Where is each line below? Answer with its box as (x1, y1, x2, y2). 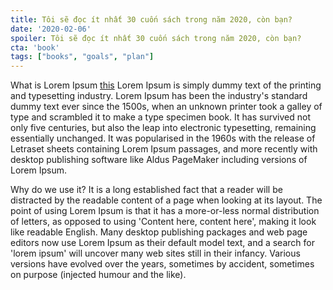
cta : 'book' (10, 42, 60, 53)
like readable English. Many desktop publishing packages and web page (10, 226, 308, 238)
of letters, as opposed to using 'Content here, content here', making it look (10, 216, 317, 228)
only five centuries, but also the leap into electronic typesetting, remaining (10, 122, 317, 134)
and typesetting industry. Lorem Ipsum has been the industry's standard (10, 90, 308, 102)
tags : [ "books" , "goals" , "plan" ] (10, 52, 155, 62)
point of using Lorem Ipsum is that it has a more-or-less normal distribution (10, 205, 320, 217)
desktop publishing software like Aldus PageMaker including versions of (10, 154, 308, 166)
